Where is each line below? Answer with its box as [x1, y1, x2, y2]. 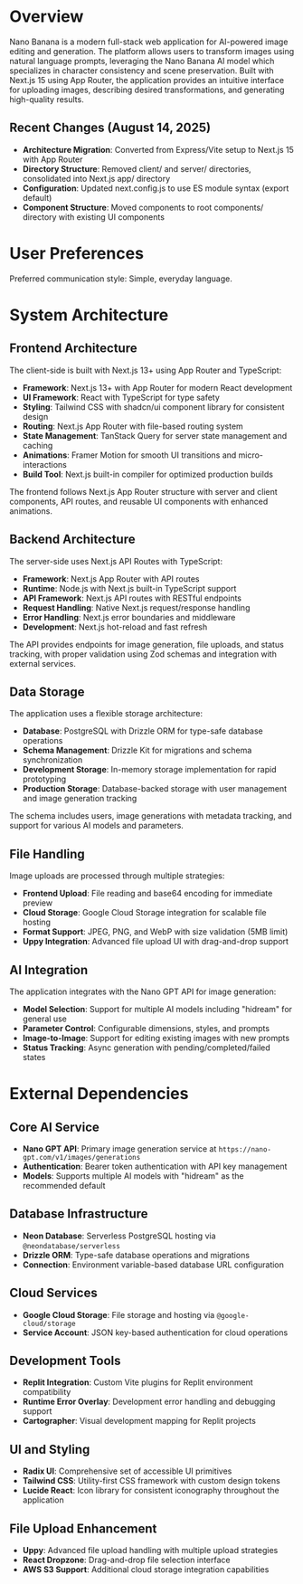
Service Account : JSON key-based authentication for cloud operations [22, 1327, 289, 1338]
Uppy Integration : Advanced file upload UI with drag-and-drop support [22, 936, 289, 947]
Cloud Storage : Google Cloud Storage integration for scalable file [22, 907, 267, 918]
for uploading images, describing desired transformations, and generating [9, 84, 285, 95]
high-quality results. [9, 93, 84, 105]
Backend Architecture [9, 532, 136, 547]
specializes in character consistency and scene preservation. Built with [9, 65, 274, 76]
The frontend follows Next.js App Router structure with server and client [9, 486, 278, 497]
